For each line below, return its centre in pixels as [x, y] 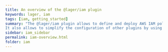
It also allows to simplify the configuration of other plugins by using [84, 28]
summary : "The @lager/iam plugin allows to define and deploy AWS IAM [80, 24]
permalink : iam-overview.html [37, 38]
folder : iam [17, 42]
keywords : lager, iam [28, 14]
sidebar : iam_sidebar [28, 33]
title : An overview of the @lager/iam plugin [53, 10]
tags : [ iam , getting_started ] [37, 19]
